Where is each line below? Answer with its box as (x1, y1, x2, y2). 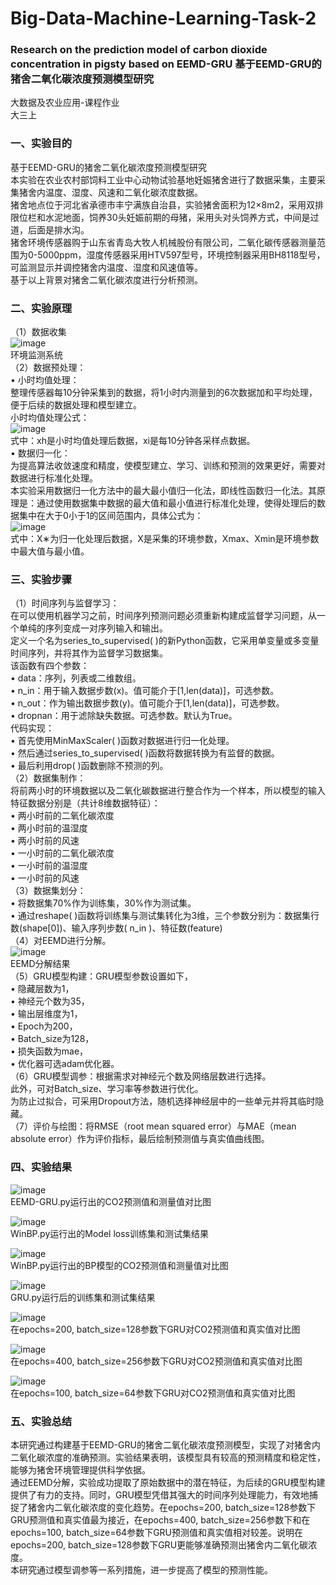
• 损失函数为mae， (10, 1045, 89, 1057)
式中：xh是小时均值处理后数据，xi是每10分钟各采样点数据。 (10, 435, 256, 447)
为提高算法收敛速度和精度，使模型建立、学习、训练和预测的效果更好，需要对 (10, 460, 326, 472)
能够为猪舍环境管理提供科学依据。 (10, 1463, 151, 1476)
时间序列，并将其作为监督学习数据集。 (10, 647, 168, 659)
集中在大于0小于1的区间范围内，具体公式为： (18, 510, 204, 522)
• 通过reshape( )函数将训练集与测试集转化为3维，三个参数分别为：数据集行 (10, 910, 320, 922)
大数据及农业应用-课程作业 (10, 97, 120, 109)
